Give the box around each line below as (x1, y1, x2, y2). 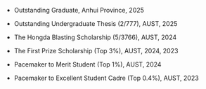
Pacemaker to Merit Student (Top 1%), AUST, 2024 (13, 60, 162, 69)
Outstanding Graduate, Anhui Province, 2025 (13, 6, 144, 14)
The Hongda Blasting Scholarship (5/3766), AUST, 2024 (13, 33, 177, 41)
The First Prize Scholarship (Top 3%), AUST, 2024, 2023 (13, 47, 179, 55)
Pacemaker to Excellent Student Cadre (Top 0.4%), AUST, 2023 (13, 74, 199, 82)
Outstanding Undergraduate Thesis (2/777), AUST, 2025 (13, 20, 178, 27)
